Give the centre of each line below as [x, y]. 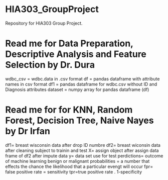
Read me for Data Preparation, [69, 43]
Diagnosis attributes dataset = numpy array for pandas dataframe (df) [77, 89]
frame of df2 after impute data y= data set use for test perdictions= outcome [84, 156]
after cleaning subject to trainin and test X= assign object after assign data [82, 150]
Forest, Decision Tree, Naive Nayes [79, 120]
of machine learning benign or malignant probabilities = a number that [77, 161]
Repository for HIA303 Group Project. [44, 23]
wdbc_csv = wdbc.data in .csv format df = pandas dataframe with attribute [82, 78]
